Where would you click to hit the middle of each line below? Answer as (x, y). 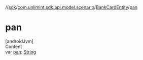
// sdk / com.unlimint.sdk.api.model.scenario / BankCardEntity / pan (71, 7)
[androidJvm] (20, 41)
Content (14, 46)
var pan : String (21, 51)
